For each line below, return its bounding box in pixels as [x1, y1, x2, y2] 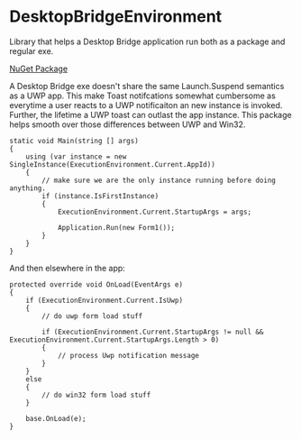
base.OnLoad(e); [25, 414, 87, 423]
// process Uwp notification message [57, 351, 200, 360]
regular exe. [9, 45, 54, 56]
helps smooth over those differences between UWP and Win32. [9, 119, 246, 130]
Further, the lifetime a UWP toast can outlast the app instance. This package [9, 109, 292, 120]
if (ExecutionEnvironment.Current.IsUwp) [25, 296, 183, 305]
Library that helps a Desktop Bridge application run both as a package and [9, 36, 286, 47]
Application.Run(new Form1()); [57, 223, 176, 232]
